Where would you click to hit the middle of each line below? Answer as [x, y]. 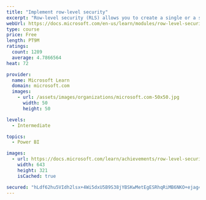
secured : [17, 187]
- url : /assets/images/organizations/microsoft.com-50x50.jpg [98, 98]
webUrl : [16, 23]
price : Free [21, 35]
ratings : [17, 47]
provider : [19, 74]
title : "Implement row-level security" [57, 12]
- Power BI [26, 142]
